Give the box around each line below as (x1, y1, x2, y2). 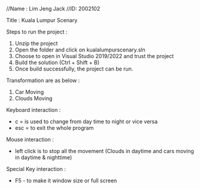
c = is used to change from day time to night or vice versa (14, 118, 158, 125)
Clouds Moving (14, 95, 53, 102)
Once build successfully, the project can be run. (14, 65, 134, 72)
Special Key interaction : (6, 166, 66, 172)
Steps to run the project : (6, 28, 68, 35)
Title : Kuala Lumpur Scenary (6, 17, 78, 23)
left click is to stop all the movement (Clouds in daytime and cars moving (14, 148, 195, 154)
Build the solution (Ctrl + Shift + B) (14, 59, 100, 66)
